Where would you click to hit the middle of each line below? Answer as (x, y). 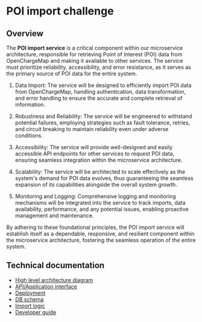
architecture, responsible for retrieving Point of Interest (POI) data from (94, 54)
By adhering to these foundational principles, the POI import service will (96, 227)
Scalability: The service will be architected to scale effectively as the (100, 172)
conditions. (29, 135)
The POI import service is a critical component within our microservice (94, 48)
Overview (25, 34)
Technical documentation (55, 266)
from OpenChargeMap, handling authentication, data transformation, (100, 92)
